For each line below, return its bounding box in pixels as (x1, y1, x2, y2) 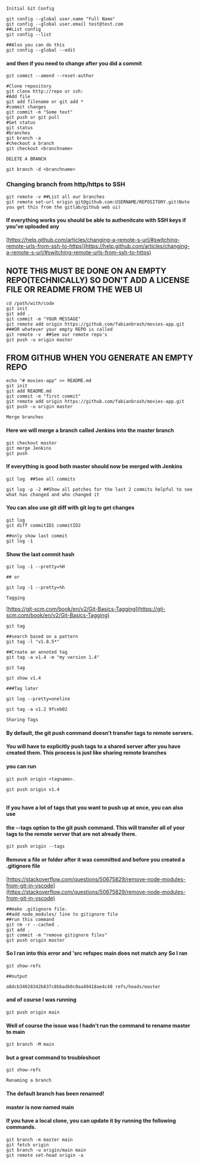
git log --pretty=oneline (6, 696, 70, 702)
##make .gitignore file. (6, 906, 68, 912)
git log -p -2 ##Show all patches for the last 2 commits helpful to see (6, 486, 193, 493)
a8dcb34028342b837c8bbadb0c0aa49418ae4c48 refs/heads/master (6, 983, 161, 989)
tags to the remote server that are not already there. (6, 830, 137, 837)
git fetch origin (6, 1141, 49, 1148)
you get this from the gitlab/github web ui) (6, 204, 121, 210)
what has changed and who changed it (6, 491, 100, 497)
